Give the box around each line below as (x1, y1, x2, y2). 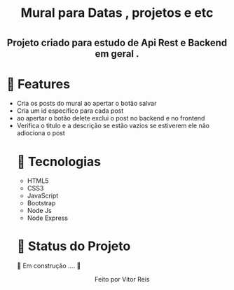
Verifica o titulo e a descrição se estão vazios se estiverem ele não (16, 121, 209, 130)
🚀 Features (6, 76, 71, 92)
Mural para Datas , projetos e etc (20, 5, 214, 21)
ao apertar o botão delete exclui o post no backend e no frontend (16, 114, 205, 123)
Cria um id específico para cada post (16, 106, 124, 115)
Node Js (27, 207, 52, 215)
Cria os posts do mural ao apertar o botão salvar (16, 99, 157, 108)
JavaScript (27, 191, 59, 200)
